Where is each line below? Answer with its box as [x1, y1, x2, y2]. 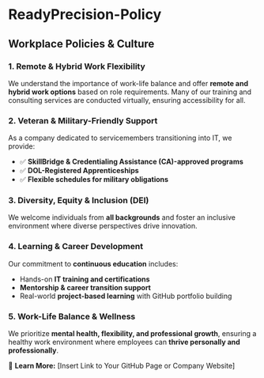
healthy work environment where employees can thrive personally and [8, 338, 241, 347]
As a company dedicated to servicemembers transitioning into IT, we [8, 133, 232, 143]
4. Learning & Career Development [8, 241, 144, 252]
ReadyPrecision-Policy [8, 6, 162, 24]
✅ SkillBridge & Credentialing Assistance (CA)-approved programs [19, 157, 243, 167]
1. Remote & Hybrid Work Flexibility [8, 61, 146, 72]
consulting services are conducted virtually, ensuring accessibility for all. [8, 95, 246, 104]
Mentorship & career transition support [19, 282, 152, 292]
